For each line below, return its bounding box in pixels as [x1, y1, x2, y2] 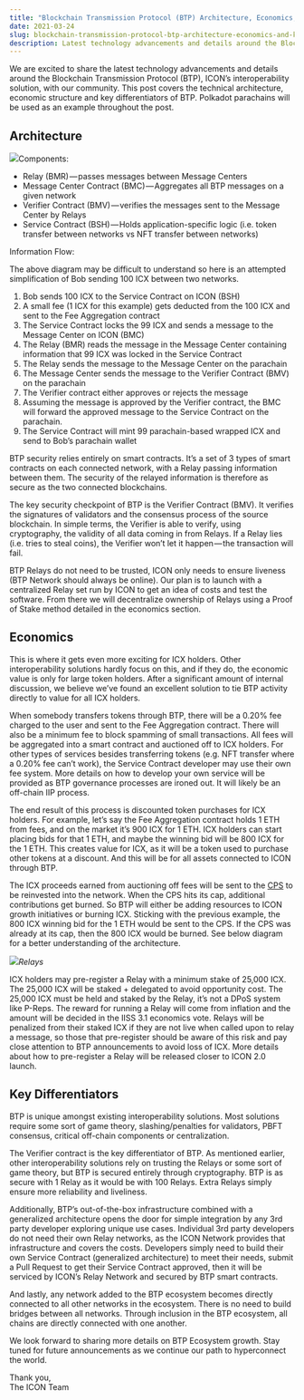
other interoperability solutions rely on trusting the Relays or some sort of [9, 1157, 282, 1168]
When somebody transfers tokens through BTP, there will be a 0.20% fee [9, 710, 282, 720]
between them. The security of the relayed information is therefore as [9, 472, 269, 483]
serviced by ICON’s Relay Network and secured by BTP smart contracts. [9, 1270, 279, 1282]
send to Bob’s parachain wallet [22, 436, 138, 447]
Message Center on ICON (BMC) [22, 330, 145, 341]
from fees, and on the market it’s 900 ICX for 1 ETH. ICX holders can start [9, 824, 282, 835]
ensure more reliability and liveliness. [9, 1186, 147, 1197]
